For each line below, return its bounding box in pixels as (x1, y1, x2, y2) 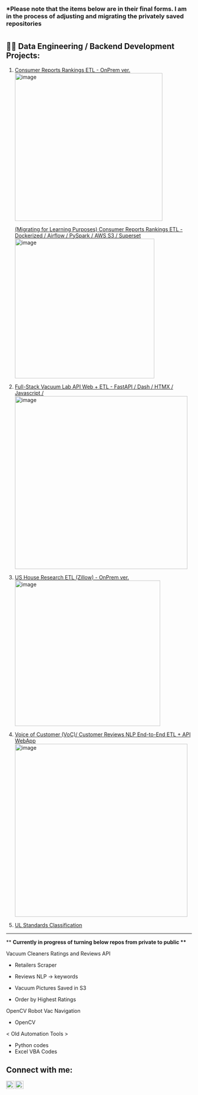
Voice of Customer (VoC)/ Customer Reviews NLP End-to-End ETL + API (14, 731, 191, 738)
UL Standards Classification (14, 921, 82, 928)
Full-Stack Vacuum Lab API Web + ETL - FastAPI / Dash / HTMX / (14, 383, 174, 390)
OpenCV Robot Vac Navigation (6, 1007, 81, 1014)
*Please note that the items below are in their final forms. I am (6, 5, 187, 13)
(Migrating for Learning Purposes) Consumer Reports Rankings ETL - (14, 225, 183, 232)
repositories (6, 20, 42, 28)
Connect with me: (6, 1065, 73, 1075)
